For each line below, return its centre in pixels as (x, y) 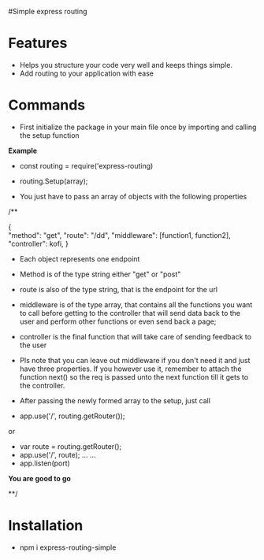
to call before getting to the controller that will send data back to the (130, 313)
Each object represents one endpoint (80, 258)
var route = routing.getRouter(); (71, 446)
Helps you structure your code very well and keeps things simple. (126, 65)
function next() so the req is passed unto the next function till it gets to (134, 376)
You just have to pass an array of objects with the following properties (133, 196)
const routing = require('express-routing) (86, 165)
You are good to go (39, 478)
